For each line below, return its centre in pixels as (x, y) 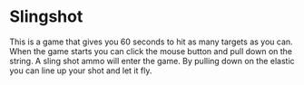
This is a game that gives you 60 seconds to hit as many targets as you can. (151, 42)
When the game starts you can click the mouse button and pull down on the (151, 51)
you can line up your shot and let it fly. (81, 71)
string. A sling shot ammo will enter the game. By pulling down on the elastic (152, 61)
